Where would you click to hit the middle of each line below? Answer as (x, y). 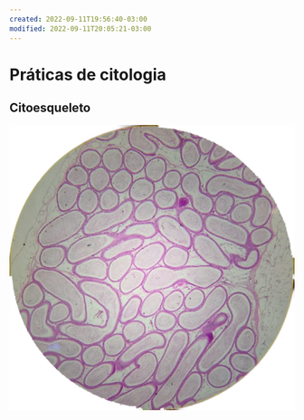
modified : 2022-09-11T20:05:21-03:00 (81, 29)
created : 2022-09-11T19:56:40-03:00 (78, 19)
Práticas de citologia (88, 75)
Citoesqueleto (50, 108)
